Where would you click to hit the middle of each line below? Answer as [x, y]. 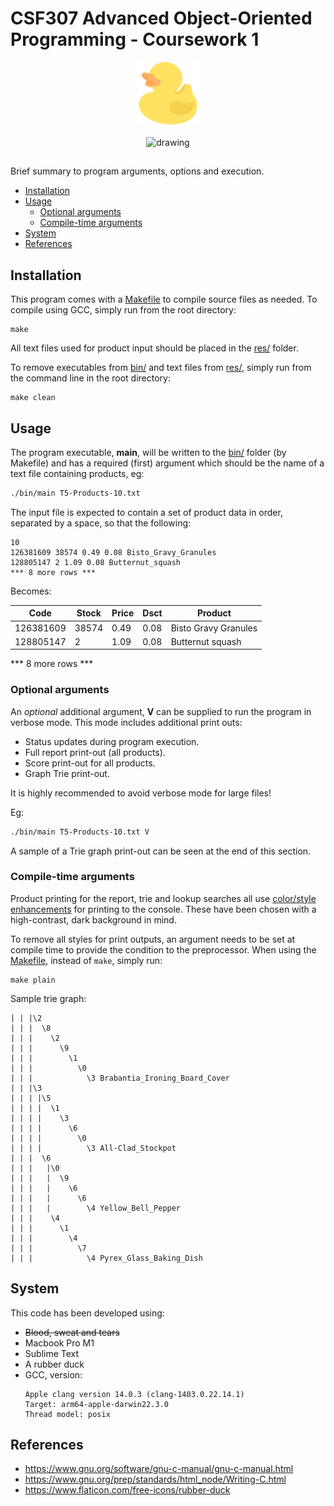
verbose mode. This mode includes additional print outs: [126, 722]
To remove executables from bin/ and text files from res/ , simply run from [161, 368]
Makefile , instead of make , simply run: [86, 960]
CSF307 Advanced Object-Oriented [161, 18]
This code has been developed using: [87, 1313]
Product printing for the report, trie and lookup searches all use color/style [163, 898]
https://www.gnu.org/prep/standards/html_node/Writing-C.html [155, 1479]
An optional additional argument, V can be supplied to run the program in [161, 711]
